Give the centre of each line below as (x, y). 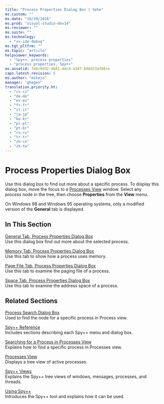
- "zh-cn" (19, 142)
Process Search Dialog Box (32, 313)
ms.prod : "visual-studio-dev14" (38, 23)
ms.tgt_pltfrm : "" (24, 46)
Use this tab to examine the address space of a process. (62, 285)
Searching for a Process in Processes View (48, 342)
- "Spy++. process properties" (41, 60)
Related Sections (31, 301)
